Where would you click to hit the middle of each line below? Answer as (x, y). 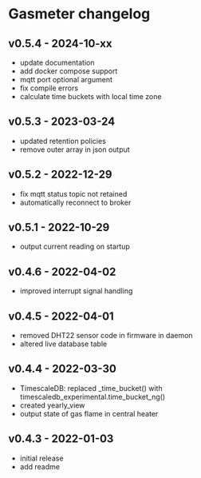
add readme (39, 466)
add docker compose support (69, 71)
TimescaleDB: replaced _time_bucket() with (91, 388)
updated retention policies (63, 141)
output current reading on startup (75, 247)
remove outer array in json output (75, 149)
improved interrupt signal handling (76, 291)
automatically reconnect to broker (75, 202)
